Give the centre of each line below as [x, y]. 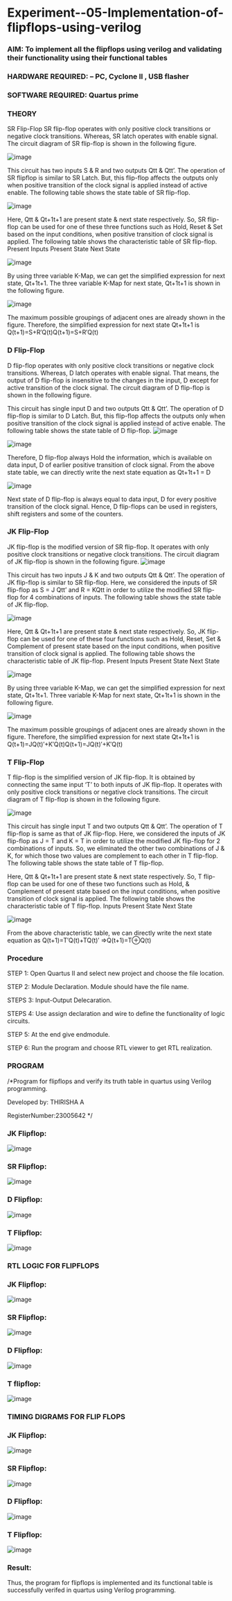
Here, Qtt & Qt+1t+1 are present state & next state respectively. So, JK [106, 631]
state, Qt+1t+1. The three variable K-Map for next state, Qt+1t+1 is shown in [114, 283]
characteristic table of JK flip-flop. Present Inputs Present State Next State [114, 661]
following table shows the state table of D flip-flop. [79, 430]
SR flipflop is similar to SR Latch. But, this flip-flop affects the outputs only [113, 178]
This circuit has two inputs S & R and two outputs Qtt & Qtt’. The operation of [116, 171]
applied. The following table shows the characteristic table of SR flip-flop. [112, 242]
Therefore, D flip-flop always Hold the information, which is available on [110, 457]
